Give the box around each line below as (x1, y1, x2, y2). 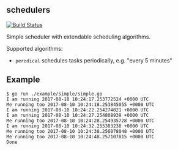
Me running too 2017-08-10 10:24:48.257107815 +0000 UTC (6, 133, 155, 140)
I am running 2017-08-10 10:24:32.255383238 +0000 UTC (6, 122, 149, 129)
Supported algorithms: (6, 45, 63, 52)
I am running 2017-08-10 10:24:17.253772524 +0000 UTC (6, 96, 149, 102)
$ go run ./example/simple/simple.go (6, 91, 103, 97)
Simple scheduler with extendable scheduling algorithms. (6, 33, 151, 40)
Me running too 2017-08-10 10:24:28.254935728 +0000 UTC (6, 118, 155, 124)
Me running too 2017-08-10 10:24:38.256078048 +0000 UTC (6, 128, 155, 134)
